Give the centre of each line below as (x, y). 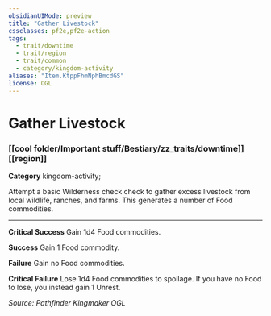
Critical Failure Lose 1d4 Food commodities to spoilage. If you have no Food (135, 278)
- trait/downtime (45, 46)
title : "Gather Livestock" (54, 23)
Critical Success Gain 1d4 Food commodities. (85, 231)
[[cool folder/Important (54, 148)
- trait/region (41, 53)
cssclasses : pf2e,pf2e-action (59, 31)
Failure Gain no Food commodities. (67, 263)
